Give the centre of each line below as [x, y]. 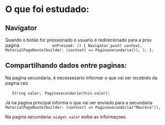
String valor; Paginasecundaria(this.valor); [61, 93]
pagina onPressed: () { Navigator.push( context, [74, 45]
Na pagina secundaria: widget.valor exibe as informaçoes [66, 116]
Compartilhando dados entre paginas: [66, 66]
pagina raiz [17, 83]
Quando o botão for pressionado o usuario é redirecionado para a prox [78, 40]
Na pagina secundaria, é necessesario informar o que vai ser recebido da [81, 78]
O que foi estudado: [47, 9]
